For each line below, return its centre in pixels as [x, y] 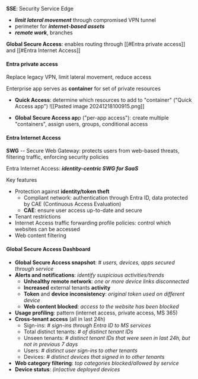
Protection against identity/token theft [62, 191]
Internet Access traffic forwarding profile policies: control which [93, 223]
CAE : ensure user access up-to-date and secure [83, 210]
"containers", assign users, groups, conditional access [81, 124]
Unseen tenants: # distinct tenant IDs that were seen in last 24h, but [107, 338]
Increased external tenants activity [67, 287]
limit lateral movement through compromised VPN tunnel [85, 20]
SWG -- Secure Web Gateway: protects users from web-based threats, [93, 151]
